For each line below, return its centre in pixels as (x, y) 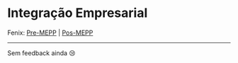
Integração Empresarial (78, 13)
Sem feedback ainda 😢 (41, 53)
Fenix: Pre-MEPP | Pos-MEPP (50, 33)
